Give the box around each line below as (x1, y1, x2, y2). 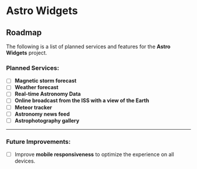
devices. (14, 157, 36, 165)
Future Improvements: (6, 137, 71, 146)
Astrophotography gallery (14, 117, 80, 124)
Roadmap (6, 28, 42, 38)
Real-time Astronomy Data (14, 90, 81, 97)
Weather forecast (14, 84, 59, 91)
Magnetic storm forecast (14, 77, 77, 84)
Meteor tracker (14, 104, 52, 111)
